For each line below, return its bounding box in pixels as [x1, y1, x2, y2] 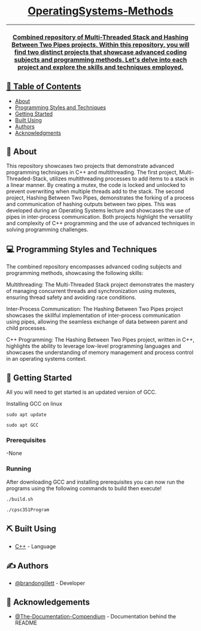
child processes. [6, 325, 47, 332]
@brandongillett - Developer [14, 579, 86, 587]
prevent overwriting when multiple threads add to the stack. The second [6, 188, 184, 195]
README [14, 619, 38, 627]
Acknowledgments [14, 129, 62, 136]
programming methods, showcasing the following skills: [6, 270, 144, 277]
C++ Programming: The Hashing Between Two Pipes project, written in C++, [6, 336, 195, 343]
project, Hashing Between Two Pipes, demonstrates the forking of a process [6, 194, 194, 201]
